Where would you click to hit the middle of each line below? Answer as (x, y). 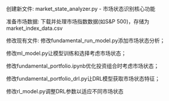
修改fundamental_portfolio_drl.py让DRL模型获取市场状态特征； (83, 79)
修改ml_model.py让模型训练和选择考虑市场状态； (66, 53)
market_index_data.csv (34, 28)
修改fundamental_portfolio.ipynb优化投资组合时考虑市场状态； (83, 66)
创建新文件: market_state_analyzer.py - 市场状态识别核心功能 (81, 9)
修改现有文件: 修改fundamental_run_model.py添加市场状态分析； (86, 40)
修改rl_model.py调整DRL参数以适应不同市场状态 (65, 91)
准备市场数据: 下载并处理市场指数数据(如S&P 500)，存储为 (78, 22)
